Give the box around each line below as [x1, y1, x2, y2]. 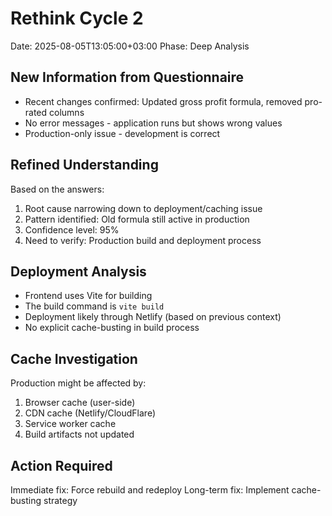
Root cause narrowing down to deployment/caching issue [24, 202, 263, 214]
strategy [43, 495, 78, 506]
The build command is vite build [24, 300, 165, 312]
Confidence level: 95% [24, 223, 120, 236]
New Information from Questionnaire [10, 69, 245, 86]
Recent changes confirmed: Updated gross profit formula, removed [24, 95, 303, 107]
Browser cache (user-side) [24, 397, 136, 409]
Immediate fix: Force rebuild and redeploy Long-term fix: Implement [10, 484, 290, 496]
